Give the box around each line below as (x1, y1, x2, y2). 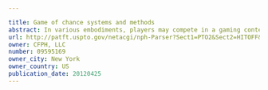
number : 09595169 (8, 48, 66, 56)
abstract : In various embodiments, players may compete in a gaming (8, 25, 241, 34)
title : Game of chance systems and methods (8, 18, 156, 26)
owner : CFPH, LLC (8, 40, 66, 48)
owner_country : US (8, 62, 69, 71)
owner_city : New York (8, 55, 81, 63)
